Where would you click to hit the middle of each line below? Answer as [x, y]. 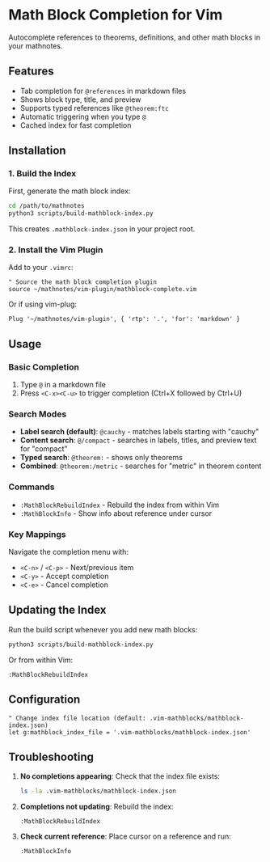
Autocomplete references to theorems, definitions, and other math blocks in [135, 37]
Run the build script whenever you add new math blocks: [103, 629]
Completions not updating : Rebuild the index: [97, 807]
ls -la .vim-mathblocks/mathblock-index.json [98, 791]
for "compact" [44, 449]
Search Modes [38, 414]
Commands [32, 487]
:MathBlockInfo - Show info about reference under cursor [116, 513]
